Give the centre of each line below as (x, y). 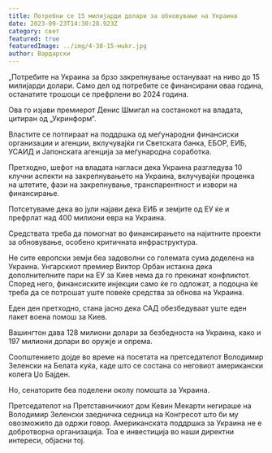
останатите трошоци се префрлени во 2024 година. (99, 94)
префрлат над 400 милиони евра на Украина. (87, 218)
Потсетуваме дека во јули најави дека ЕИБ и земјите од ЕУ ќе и (119, 209)
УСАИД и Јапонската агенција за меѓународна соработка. (110, 152)
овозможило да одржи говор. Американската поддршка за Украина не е (135, 423)
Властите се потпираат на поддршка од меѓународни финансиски (124, 134)
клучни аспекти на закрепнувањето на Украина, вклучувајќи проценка (132, 176)
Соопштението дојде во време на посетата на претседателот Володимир (136, 357)
